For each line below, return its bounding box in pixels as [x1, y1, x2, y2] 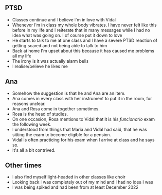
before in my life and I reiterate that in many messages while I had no [12, 27, 150, 33]
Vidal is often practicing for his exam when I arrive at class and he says [12, 137, 155, 142]
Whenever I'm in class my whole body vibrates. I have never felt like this [12, 22, 157, 28]
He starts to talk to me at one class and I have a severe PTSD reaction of [12, 37, 158, 43]
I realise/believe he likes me [12, 63, 68, 69]
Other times [5, 161, 42, 170]
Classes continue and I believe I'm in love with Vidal [12, 17, 116, 22]
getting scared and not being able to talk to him [12, 42, 107, 48]
